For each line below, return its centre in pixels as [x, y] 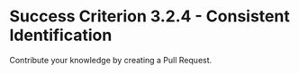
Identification [61, 35]
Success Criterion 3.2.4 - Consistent [149, 16]
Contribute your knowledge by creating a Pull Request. [111, 60]
